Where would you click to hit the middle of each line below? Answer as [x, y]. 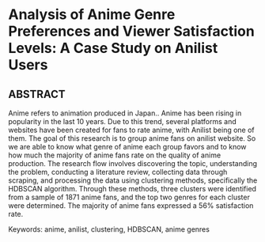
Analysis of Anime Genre [92, 15]
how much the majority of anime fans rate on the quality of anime [115, 155]
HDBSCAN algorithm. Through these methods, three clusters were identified [132, 189]
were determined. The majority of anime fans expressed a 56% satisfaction [131, 206]
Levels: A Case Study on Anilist [113, 48]
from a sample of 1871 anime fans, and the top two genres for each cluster [129, 197]
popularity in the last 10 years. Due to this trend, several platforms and [123, 121]
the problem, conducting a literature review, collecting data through [118, 172]
